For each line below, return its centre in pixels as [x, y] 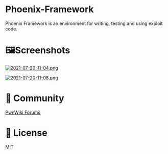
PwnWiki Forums [23, 112]
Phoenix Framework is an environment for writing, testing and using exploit [84, 23]
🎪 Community [35, 98]
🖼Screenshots [38, 51]
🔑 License [26, 133]
